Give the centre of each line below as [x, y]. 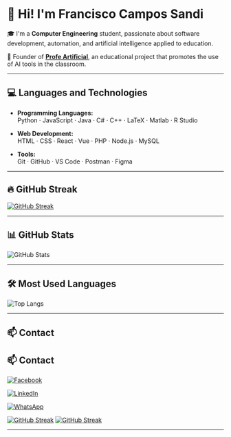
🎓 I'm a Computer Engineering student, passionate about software [103, 33]
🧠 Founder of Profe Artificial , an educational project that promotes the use [113, 56]
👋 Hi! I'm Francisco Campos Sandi [106, 14]
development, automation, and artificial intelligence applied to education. [110, 43]
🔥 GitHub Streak [42, 189]
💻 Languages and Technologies [77, 93]
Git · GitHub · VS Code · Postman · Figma [75, 161]
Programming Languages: [55, 113]
